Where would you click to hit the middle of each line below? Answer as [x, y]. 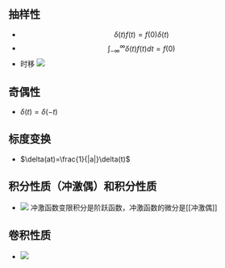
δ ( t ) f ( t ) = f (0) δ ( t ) [142, 34]
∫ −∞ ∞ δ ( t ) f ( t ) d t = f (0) [142, 48]
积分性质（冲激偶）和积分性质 [83, 187]
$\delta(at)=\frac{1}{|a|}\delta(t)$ [75, 159]
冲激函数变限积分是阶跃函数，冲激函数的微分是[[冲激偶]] [124, 207]
